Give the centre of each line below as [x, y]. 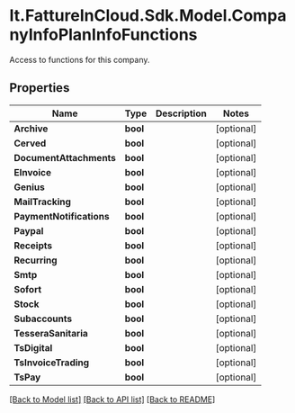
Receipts [33, 246]
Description [181, 113]
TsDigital [33, 347]
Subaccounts [43, 319]
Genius [29, 187]
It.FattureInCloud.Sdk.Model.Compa [148, 16]
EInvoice [33, 172]
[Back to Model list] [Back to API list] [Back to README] [112, 399]
